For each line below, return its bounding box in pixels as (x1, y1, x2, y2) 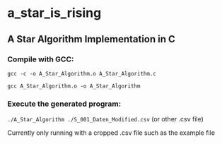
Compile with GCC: (7, 54, 74, 64)
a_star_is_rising (7, 5, 102, 21)
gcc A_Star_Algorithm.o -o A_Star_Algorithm (7, 83, 141, 90)
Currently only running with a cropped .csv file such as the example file (7, 128, 216, 137)
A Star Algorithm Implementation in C (7, 33, 175, 45)
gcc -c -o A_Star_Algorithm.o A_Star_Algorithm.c (7, 70, 157, 77)
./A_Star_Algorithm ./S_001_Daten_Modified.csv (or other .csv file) (7, 115, 204, 124)
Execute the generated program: (7, 99, 122, 109)
